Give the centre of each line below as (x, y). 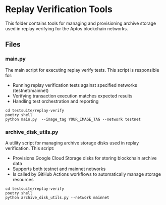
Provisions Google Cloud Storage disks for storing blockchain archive (85, 158)
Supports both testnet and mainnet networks (59, 169)
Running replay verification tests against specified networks (75, 85)
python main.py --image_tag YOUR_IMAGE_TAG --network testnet (73, 119)
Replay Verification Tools (59, 9)
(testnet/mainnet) (31, 90)
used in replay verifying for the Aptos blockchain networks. (67, 28)
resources (23, 179)
